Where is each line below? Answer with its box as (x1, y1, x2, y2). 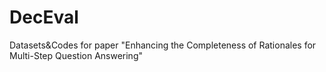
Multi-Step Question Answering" (9, 49, 144, 61)
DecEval (9, 6, 79, 29)
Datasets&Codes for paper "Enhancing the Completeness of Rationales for (9, 39, 317, 51)
